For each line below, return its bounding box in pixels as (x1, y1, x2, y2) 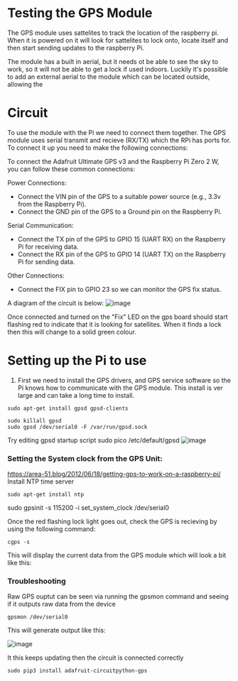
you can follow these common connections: (7, 165, 136, 173)
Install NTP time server (7, 477, 75, 486)
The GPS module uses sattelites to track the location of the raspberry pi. (7, 28, 219, 37)
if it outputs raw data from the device (7, 600, 116, 609)
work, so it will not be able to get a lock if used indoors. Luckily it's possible (7, 65, 229, 73)
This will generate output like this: (7, 626, 106, 635)
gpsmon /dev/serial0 (7, 614, 69, 621)
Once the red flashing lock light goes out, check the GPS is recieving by (7, 517, 218, 526)
